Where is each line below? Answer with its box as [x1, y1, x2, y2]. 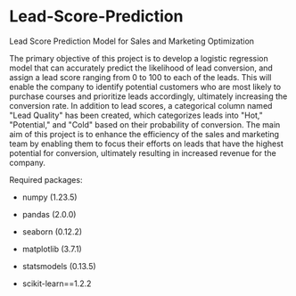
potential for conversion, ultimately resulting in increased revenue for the [9, 147, 276, 158]
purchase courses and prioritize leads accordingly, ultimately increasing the [9, 91, 288, 102]
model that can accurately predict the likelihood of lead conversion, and [9, 62, 274, 73]
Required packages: [9, 174, 83, 185]
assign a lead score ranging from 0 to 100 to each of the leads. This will [9, 71, 272, 82]
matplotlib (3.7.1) [21, 243, 82, 254]
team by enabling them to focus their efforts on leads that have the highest [9, 138, 284, 149]
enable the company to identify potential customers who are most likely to [9, 81, 282, 92]
